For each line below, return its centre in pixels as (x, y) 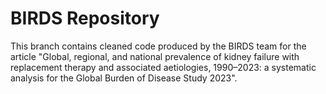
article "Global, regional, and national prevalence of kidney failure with (155, 56)
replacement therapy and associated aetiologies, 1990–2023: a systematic (163, 67)
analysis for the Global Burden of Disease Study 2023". (124, 78)
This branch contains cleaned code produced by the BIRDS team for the (158, 46)
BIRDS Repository (85, 18)
